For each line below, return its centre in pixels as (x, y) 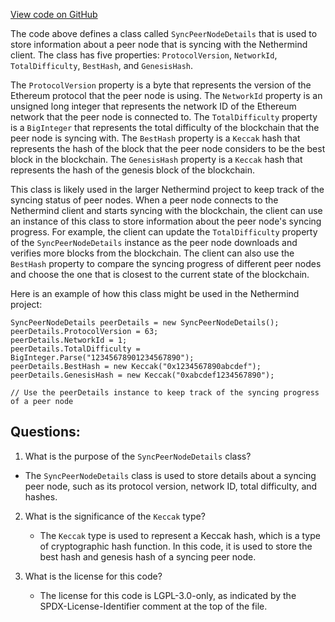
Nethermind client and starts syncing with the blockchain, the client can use (166, 210)
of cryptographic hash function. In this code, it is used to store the (176, 546)
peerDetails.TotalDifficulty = (75, 349)
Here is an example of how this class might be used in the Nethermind (155, 293)
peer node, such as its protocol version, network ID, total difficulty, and (171, 486)
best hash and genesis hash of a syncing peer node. (148, 556)
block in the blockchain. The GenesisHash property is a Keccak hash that (156, 159)
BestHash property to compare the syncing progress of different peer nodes (166, 263)
